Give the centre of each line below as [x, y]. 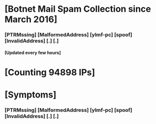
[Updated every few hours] [33, 52]
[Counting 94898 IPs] [50, 72]
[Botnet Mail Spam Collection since [78, 9]
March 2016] [31, 19]
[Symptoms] [31, 95]
